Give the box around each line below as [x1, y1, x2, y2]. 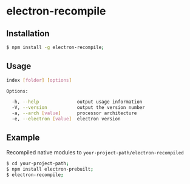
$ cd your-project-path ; [6, 160, 69, 166]
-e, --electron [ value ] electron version [12, 116, 121, 122]
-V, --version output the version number [12, 105, 146, 111]
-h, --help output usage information [12, 99, 143, 105]
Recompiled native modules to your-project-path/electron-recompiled [6, 148, 184, 156]
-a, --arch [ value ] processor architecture [12, 110, 137, 116]
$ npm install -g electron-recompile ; [6, 44, 104, 50]
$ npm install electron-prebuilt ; [6, 166, 94, 172]
